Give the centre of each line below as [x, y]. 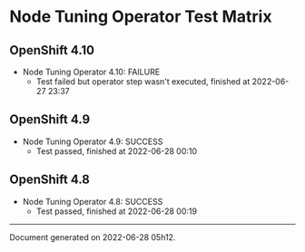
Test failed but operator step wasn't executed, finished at [143, 82]
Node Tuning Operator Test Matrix [141, 17]
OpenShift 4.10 [52, 50]
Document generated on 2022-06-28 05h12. [93, 237]
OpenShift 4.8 [50, 180]
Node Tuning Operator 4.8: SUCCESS [93, 201]
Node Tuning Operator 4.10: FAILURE [91, 72]
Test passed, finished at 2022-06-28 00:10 [117, 150]
